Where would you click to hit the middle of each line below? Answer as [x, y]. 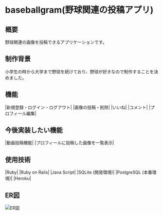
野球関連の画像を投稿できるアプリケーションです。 [56, 42]
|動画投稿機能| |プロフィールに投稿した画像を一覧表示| [60, 143]
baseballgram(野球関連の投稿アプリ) [79, 10]
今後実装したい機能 [34, 130]
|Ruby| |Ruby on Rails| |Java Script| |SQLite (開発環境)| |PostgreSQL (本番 [79, 172]
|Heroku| [22, 178]
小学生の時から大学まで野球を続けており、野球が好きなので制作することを [80, 72]
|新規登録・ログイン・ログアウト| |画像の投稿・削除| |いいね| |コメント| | [78, 107]
